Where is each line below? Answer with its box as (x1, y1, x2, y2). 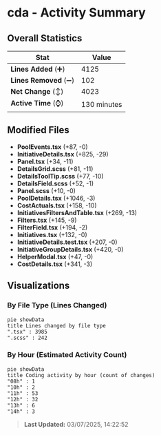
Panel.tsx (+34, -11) (17, 157, 74, 165)
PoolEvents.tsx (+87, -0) (17, 143, 88, 151)
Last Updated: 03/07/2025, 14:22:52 (23, 420, 129, 428)
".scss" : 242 (7, 334, 48, 341)
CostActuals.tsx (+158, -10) (17, 201, 98, 210)
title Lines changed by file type (7, 322, 107, 329)
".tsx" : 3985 (7, 328, 48, 335)
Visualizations (7, 280, 70, 292)
